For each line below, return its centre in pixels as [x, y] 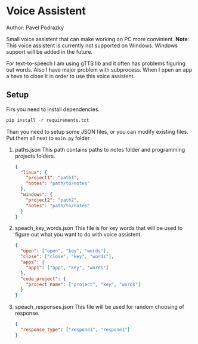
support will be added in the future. [49, 51]
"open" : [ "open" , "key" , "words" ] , [65, 251]
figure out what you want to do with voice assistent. [78, 235]
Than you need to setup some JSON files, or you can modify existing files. [98, 131]
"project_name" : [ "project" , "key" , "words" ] [83, 284]
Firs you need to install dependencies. [53, 109]
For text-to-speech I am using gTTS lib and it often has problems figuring [96, 63]
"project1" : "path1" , [52, 178]
